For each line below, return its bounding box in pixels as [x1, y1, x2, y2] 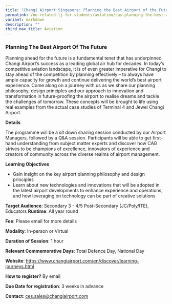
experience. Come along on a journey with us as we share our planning [5, 83, 155, 89]
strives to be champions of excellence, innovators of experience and [5, 146, 150, 152]
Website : [5, 258, 25, 264]
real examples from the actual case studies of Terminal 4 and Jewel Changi [5, 104, 164, 110]
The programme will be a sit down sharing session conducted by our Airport [5, 129, 166, 136]
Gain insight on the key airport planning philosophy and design [12, 171, 145, 177]
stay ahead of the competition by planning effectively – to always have [5, 71, 154, 77]
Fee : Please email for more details [5, 218, 77, 225]
